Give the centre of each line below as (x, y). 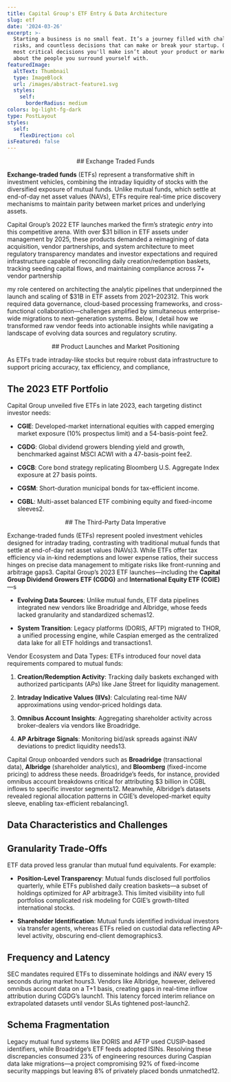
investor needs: (29, 412)
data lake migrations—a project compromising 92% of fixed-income (103, 1063)
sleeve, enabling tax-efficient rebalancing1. (68, 803)
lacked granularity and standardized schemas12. (86, 615)
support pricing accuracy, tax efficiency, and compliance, (89, 367)
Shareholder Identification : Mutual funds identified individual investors (118, 921)
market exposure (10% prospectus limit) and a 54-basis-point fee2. (112, 433)
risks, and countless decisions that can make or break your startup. (117, 45)
